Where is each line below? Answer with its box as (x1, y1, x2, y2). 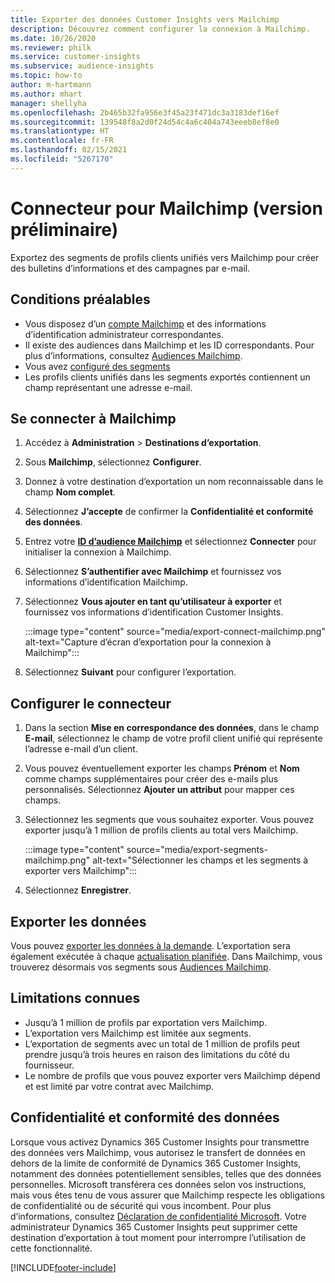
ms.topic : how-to (10, 71, 83, 81)
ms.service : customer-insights (10, 52, 141, 62)
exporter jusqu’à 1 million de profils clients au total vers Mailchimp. (24, 824, 299, 836)
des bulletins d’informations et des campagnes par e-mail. (10, 262, 251, 274)
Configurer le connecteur (10, 695, 172, 712)
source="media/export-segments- (126, 844, 268, 856)
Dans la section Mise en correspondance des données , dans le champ (24, 722, 320, 734)
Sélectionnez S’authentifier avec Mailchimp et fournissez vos (24, 566, 282, 578)
